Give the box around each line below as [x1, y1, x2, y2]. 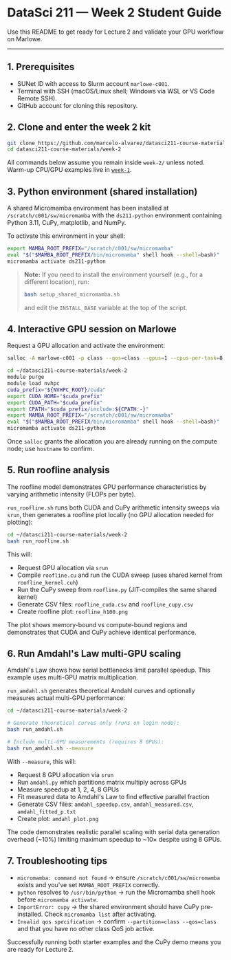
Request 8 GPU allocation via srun [16, 770, 114, 778]
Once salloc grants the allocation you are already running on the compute [7, 437, 218, 446]
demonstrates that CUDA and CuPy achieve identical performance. [7, 628, 197, 636]
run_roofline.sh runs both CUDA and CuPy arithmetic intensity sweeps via [7, 503, 220, 512]
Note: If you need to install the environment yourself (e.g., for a [23, 270, 203, 279]
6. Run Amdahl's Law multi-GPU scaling [7, 648, 181, 659]
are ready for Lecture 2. [7, 945, 74, 953]
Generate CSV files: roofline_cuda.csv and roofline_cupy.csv [16, 600, 194, 608]
